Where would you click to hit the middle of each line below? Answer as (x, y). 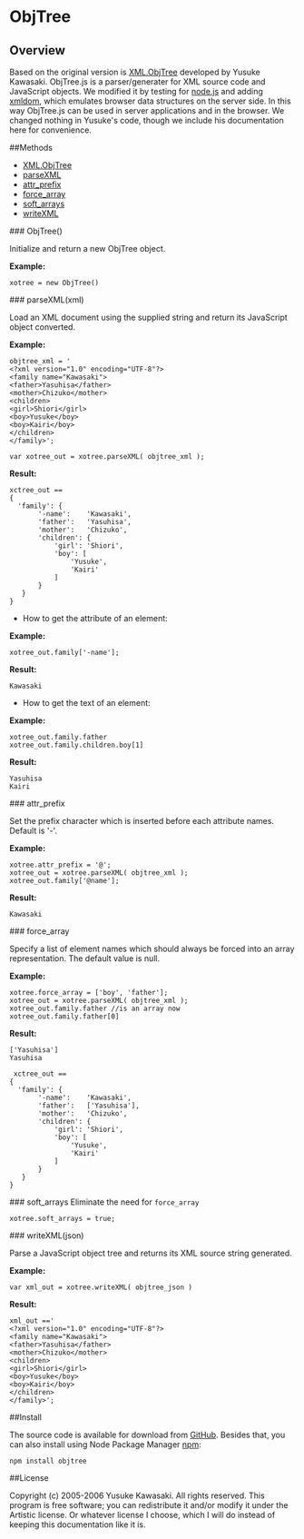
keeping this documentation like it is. (78, 1524)
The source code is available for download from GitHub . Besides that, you (147, 1435)
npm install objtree (49, 1461)
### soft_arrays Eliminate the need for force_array (104, 1202)
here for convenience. (51, 130)
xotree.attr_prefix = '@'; (60, 865)
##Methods (31, 148)
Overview (38, 50)
